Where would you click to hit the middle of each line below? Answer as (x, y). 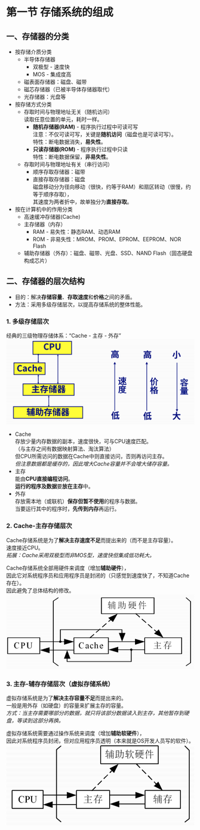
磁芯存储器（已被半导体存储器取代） (68, 89)
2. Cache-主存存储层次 (39, 526)
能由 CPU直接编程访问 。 (44, 479)
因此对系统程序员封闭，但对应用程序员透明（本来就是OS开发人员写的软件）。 (100, 741)
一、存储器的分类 (38, 36)
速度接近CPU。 (25, 548)
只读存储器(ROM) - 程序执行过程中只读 (80, 149)
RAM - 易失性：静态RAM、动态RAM (76, 232)
